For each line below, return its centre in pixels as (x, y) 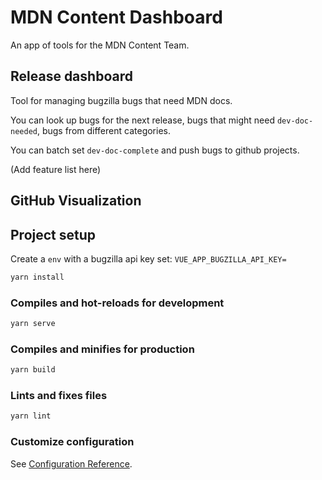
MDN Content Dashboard (116, 17)
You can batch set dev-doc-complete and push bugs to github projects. (155, 150)
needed (24, 131)
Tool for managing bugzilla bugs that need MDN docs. (121, 100)
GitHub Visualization (76, 201)
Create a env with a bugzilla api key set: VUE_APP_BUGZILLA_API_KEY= (148, 258)
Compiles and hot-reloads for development (117, 303)
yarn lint (31, 416)
